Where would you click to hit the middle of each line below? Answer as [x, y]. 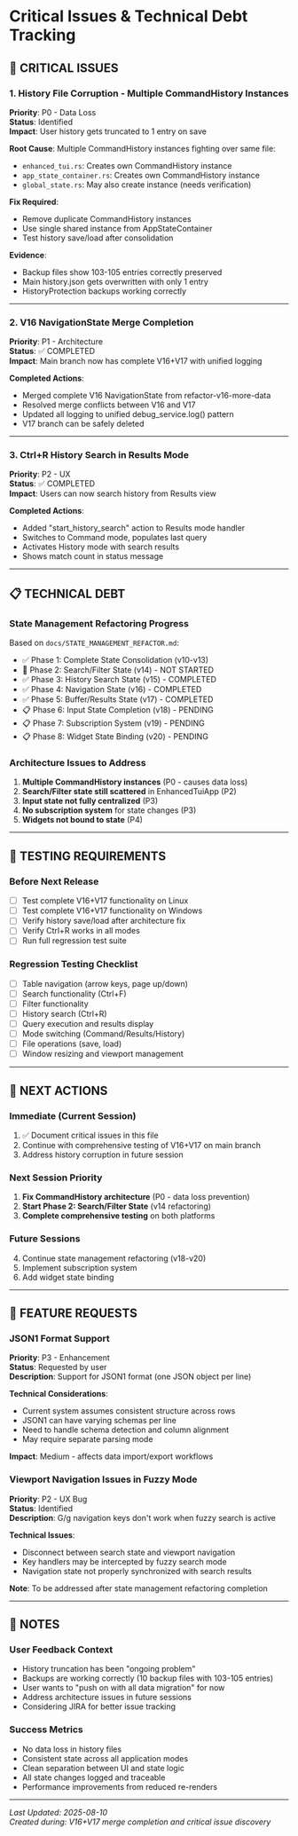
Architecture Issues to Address [78, 763]
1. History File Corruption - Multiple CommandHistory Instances [149, 93]
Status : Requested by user [58, 1367]
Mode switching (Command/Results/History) [103, 1034]
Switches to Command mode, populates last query [114, 538]
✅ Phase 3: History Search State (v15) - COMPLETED [119, 680]
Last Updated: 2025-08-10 [59, 1812]
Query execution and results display [88, 1024]
